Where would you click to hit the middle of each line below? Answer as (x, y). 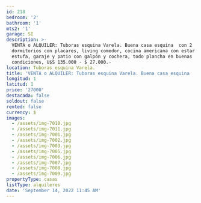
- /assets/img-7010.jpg (41, 124)
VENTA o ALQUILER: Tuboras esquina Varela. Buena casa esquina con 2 (102, 46)
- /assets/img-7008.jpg (41, 168)
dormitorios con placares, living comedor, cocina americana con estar (104, 51)
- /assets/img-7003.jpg (41, 146)
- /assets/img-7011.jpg (41, 129)
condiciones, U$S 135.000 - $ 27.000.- (62, 62)
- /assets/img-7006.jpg (41, 157)
